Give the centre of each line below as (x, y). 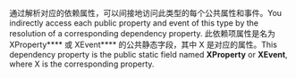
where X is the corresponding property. (82, 64)
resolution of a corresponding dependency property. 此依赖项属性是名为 (142, 33)
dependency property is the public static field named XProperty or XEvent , (148, 55)
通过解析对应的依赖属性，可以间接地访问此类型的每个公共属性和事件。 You (146, 13)
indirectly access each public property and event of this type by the (134, 23)
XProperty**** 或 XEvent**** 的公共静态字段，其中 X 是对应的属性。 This (143, 44)
